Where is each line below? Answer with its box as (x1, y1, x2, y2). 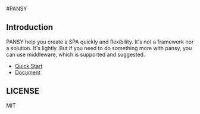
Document (14, 69, 40, 76)
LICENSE (6, 86, 40, 96)
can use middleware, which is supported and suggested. (6, 51, 145, 58)
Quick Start (14, 62, 43, 69)
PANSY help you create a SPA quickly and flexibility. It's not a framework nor (6, 38, 194, 45)
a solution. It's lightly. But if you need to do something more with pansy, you (6, 44, 192, 51)
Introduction (6, 22, 54, 32)
